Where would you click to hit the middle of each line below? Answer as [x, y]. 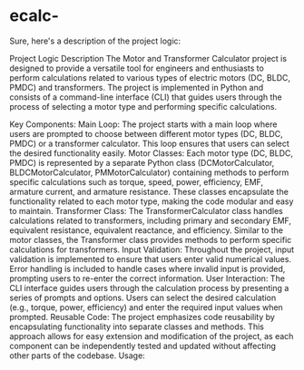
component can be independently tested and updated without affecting [143, 346]
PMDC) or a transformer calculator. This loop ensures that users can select [150, 143]
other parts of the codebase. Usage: [77, 355]
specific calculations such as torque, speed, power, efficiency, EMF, [137, 181]
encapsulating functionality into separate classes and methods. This [137, 326]
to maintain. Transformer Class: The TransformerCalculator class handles [147, 210]
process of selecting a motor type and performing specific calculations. [143, 106]
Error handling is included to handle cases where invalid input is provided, [147, 268]
